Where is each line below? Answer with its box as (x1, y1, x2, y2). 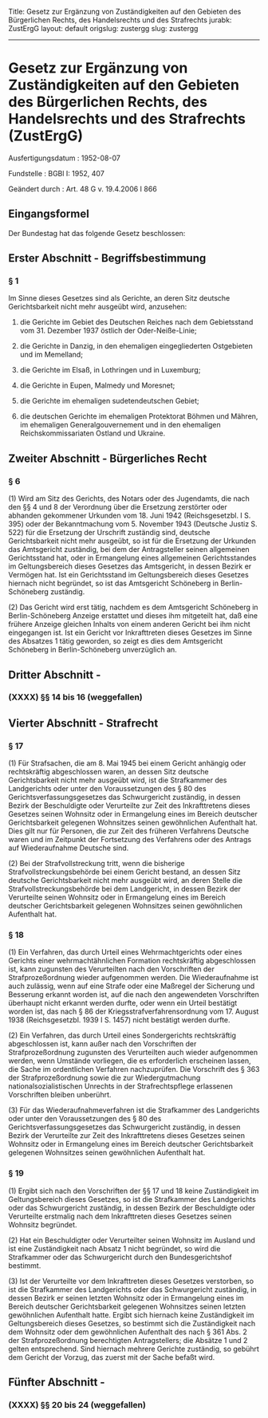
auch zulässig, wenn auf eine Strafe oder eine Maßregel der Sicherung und (8, 981, 255, 991)
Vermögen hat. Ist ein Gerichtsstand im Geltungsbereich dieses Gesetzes (8, 570, 249, 580)
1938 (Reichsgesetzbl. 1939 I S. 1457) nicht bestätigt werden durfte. (8, 1015, 231, 1025)
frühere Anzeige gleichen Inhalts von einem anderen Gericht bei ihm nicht (8, 620, 251, 629)
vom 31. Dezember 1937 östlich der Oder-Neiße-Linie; (19, 326, 197, 336)
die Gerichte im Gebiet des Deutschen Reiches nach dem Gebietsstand (19, 317, 254, 327)
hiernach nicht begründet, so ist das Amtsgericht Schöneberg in (8, 578, 219, 589)
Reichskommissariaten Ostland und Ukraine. (19, 428, 166, 438)
